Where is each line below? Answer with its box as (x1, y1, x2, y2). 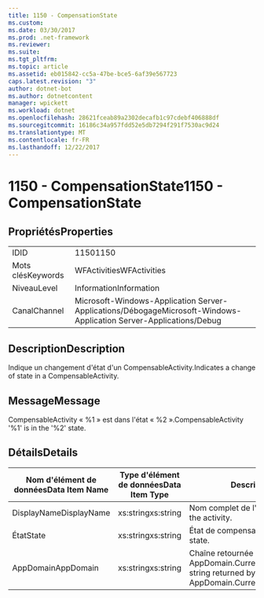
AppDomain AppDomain (12, 562, 100, 573)
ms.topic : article (8, 63, 68, 71)
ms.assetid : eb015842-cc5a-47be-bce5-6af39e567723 (8, 70, 178, 78)
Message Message (8, 394, 101, 408)
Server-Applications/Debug (118, 316, 222, 327)
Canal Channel (12, 305, 64, 316)
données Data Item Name (13, 484, 109, 495)
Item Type (130, 489, 169, 500)
